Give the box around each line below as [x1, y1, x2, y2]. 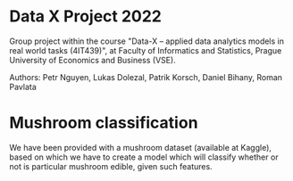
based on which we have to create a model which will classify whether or [9, 152, 279, 162]
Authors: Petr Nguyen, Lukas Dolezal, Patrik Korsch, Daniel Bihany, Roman [9, 71, 283, 82]
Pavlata [9, 81, 38, 92]
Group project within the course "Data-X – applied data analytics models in [9, 36, 284, 46]
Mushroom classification [9, 113, 198, 133]
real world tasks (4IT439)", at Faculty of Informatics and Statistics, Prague [9, 45, 282, 55]
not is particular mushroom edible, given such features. [9, 160, 213, 171]
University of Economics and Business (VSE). [9, 54, 176, 65]
